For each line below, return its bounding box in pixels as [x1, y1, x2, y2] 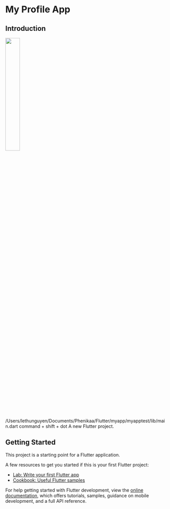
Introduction [5, 24, 46, 33]
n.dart [5, 423, 18, 429]
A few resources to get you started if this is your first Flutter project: [5, 461, 149, 468]
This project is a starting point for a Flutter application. [5, 451, 120, 458]
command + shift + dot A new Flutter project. [18, 423, 115, 429]
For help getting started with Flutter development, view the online [5, 487, 144, 493]
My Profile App [5, 4, 70, 15]
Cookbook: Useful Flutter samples [12, 477, 85, 483]
